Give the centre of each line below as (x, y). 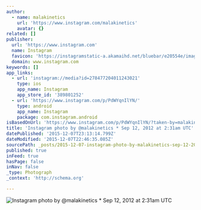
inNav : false (22, 167)
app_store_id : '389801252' (51, 95)
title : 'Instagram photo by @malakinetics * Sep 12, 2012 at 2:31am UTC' (100, 128)
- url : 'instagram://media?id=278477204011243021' (76, 78)
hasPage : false (25, 162)
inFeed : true (22, 156)
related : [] (21, 34)
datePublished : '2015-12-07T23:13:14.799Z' (61, 134)
